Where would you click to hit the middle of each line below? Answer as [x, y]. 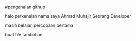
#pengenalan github [25, 7]
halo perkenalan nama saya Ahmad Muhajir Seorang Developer [68, 16]
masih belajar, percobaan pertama [39, 25]
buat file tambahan [24, 35]
